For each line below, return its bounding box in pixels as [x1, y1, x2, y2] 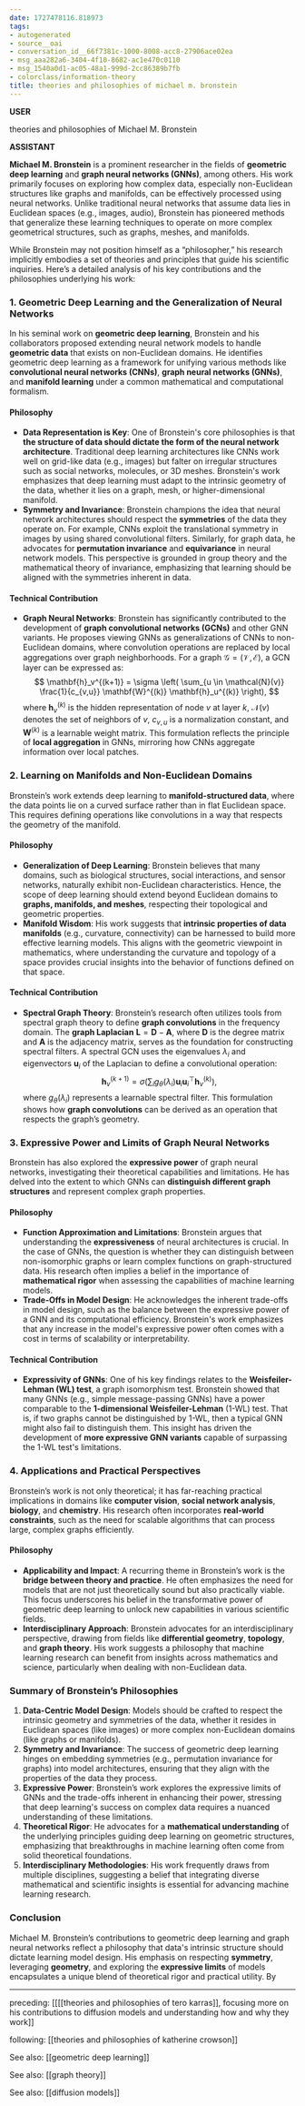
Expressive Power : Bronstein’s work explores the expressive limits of [22, 1782, 281, 1793]
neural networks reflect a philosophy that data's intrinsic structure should [9, 1941, 284, 1952]
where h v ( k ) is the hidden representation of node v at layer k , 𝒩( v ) [22, 700, 270, 715]
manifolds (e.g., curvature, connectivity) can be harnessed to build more [22, 927, 296, 938]
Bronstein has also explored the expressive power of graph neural [9, 1157, 259, 1168]
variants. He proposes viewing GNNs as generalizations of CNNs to [22, 632, 275, 643]
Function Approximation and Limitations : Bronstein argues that [22, 1227, 262, 1238]
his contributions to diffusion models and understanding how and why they [9, 2007, 290, 2018]
